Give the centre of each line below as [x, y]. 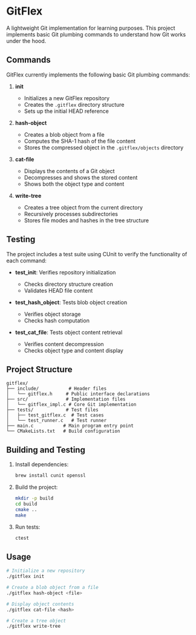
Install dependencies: [42, 464]
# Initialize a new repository [46, 571]
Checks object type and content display [74, 350]
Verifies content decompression [64, 344]
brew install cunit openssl [50, 476]
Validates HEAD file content [58, 290]
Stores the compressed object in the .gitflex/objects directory [104, 148]
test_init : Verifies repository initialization [65, 272]
